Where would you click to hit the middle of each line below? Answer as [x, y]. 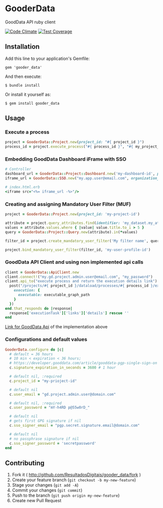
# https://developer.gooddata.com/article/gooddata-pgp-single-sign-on [83, 363]
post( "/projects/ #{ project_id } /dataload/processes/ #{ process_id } [81, 286]
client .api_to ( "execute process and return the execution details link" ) [81, 281]
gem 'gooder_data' [24, 67]
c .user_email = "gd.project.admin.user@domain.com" [63, 394]
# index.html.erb [23, 187]
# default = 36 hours [31, 354]
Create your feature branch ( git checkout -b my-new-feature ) [74, 480]
